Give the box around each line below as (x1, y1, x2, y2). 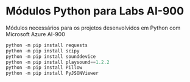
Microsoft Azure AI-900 (5, 30, 65, 37)
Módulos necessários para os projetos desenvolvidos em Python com (5, 24, 181, 31)
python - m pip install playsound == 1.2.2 (5, 59, 110, 65)
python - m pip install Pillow (5, 65, 83, 71)
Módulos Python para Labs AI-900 (5, 4, 184, 18)
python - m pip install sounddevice (5, 53, 96, 60)
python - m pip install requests (5, 42, 88, 48)
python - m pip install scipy (5, 48, 80, 54)
